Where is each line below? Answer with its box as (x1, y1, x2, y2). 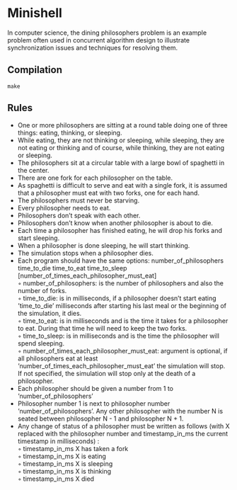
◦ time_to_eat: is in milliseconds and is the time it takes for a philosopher (17, 317, 229, 325)
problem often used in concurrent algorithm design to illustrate (7, 35, 190, 44)
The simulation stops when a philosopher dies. (17, 249, 154, 257)
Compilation (7, 64, 62, 76)
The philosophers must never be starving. (17, 196, 140, 205)
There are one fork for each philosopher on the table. (17, 173, 173, 182)
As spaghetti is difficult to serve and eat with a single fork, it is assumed (17, 181, 228, 189)
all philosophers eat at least (17, 354, 98, 363)
